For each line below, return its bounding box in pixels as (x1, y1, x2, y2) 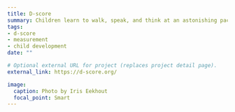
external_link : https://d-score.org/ (7, 68, 117, 76)
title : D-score (7, 10, 52, 17)
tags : (7, 23, 23, 30)
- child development (7, 43, 68, 50)
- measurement (7, 36, 49, 43)
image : (7, 81, 27, 88)
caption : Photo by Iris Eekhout (13, 87, 108, 94)
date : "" (7, 50, 33, 57)
